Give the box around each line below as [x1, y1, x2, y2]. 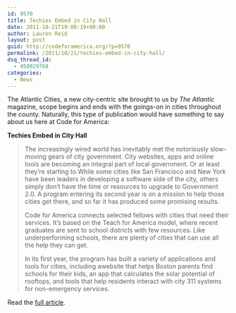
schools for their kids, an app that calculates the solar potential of [24, 269, 215, 278]
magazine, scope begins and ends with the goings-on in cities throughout [7, 103, 222, 111]
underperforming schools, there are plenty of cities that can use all [24, 233, 219, 242]
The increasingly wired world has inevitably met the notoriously [24, 145, 209, 154]
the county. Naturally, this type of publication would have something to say [7, 110, 225, 118]
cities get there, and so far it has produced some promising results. [24, 197, 220, 206]
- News [13, 75, 33, 83]
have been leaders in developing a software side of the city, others [24, 175, 218, 183]
